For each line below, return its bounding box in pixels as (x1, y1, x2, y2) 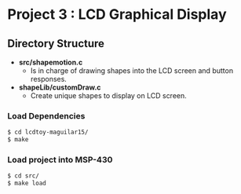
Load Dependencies (7, 110, 86, 121)
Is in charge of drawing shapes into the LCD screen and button (30, 66, 233, 75)
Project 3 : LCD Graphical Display (7, 5, 227, 24)
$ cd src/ (7, 172, 40, 180)
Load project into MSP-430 (7, 154, 113, 165)
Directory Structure (7, 37, 105, 50)
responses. (30, 75, 68, 83)
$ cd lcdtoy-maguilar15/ (7, 128, 89, 137)
